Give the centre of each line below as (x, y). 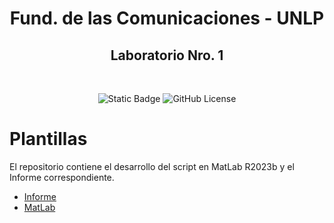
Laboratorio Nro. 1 (167, 55)
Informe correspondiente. (62, 177)
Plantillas (48, 139)
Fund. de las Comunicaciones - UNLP (167, 18)
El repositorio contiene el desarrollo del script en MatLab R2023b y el (152, 166)
